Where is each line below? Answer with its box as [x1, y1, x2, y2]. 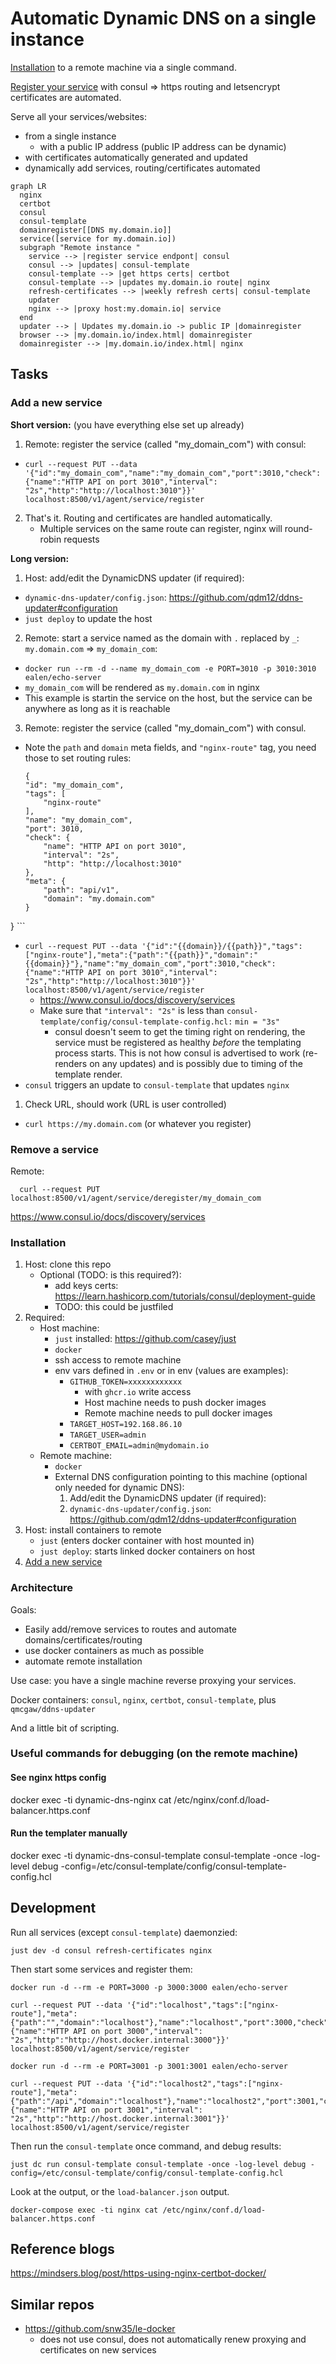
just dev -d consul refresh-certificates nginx [10, 1945, 213, 1956]
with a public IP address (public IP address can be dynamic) [39, 140, 287, 152]
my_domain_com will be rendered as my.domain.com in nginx [24, 681, 260, 693]
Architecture [10, 1581, 74, 1595]
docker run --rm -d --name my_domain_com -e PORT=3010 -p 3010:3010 [24, 663, 317, 674]
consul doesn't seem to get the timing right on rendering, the [54, 1025, 306, 1037]
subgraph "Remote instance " [19, 242, 141, 252]
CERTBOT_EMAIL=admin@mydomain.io [69, 1441, 210, 1451]
